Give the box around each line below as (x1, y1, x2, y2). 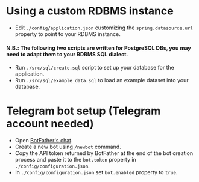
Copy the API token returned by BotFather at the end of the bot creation (14, 150, 194, 157)
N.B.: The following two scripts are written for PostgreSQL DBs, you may (6, 44, 191, 52)
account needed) (6, 117, 94, 130)
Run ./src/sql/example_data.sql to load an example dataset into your (14, 77, 189, 84)
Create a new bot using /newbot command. (14, 143, 122, 151)
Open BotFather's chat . (14, 137, 73, 144)
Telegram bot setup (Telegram (6, 104, 161, 118)
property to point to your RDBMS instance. (14, 30, 121, 37)
